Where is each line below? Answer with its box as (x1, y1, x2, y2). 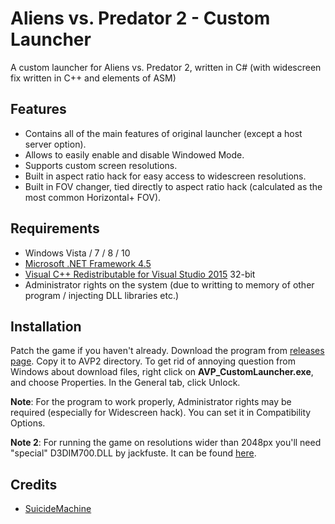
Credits (10, 476, 58, 493)
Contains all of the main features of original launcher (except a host (24, 127, 303, 139)
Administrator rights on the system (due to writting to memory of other (24, 278, 315, 291)
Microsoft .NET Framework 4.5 (24, 257, 152, 269)
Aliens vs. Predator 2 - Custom (10, 7, 271, 30)
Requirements (10, 220, 100, 237)
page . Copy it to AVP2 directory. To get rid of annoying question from (10, 355, 296, 367)
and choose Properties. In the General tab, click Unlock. (10, 377, 241, 389)
